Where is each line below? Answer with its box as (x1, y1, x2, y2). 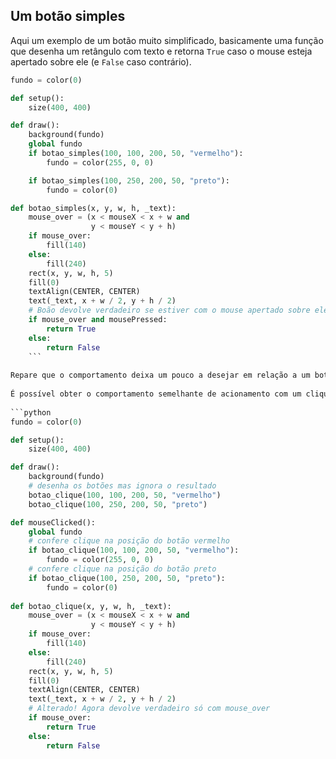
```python (10, 407, 52, 418)
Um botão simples (10, 8, 126, 25)
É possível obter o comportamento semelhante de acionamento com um (10, 389, 302, 399)
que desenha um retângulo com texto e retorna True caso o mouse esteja (10, 45, 313, 57)
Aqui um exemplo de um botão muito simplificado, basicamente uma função (10, 34, 324, 46)
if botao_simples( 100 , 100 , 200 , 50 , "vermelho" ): (28, 149, 244, 159)
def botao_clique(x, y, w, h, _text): (10, 601, 172, 611)
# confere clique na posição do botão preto (28, 564, 217, 574)
